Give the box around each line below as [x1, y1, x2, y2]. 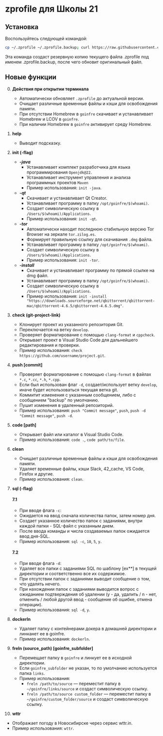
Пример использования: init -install [26, 293, 107, 299]
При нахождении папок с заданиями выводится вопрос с [19, 586, 139, 592]
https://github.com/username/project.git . [19, 352, 106, 358]
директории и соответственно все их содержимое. [19, 571, 126, 577]
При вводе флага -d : [19, 561, 62, 566]
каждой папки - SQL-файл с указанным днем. [19, 523, 114, 528]
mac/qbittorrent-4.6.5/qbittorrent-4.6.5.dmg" [26, 303, 123, 308]
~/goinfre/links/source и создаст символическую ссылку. [26, 686, 148, 692]
